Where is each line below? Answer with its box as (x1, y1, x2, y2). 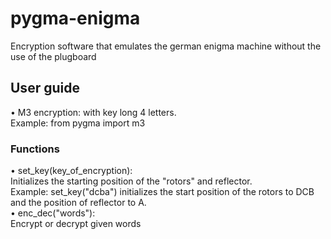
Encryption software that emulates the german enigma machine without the (10, 40, 322, 52)
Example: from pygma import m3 (10, 117, 146, 129)
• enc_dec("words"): (10, 207, 96, 219)
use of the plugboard (10, 50, 97, 62)
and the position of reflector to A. (10, 197, 147, 209)
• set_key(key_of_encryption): (10, 165, 133, 177)
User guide (10, 80, 80, 97)
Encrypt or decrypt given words (10, 218, 142, 230)
